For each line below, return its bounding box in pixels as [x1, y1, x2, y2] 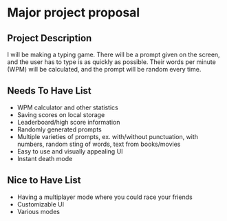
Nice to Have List [7, 174, 81, 187]
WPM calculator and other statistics [17, 103, 118, 112]
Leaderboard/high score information [17, 118, 120, 126]
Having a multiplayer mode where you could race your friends [17, 193, 193, 201]
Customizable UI [17, 200, 65, 208]
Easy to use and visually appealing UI [17, 147, 123, 156]
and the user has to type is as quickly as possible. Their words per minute [7, 58, 217, 66]
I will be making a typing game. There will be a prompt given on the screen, [7, 50, 220, 59]
